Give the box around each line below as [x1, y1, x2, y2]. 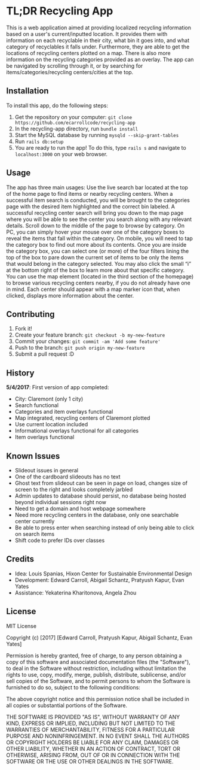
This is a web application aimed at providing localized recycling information [6, 24, 192, 31]
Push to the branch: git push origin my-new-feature [14, 344, 145, 351]
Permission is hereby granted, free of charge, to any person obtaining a [6, 651, 182, 659]
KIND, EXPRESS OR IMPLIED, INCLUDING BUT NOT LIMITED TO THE [6, 720, 176, 727]
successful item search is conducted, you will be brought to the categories [6, 196, 190, 204]
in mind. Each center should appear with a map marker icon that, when [6, 286, 180, 293]
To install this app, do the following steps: [6, 102, 109, 109]
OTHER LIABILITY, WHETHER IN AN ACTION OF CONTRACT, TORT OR [6, 745, 180, 752]
